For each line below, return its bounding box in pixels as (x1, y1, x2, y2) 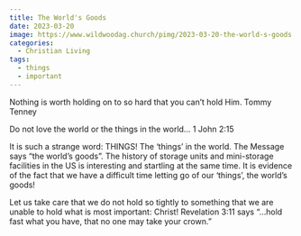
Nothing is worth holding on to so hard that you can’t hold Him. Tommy (9, 96, 272, 107)
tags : (9, 55, 30, 64)
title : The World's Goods (9, 13, 106, 23)
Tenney (9, 105, 38, 117)
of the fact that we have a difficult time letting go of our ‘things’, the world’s (9, 169, 288, 180)
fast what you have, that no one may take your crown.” (9, 215, 212, 226)
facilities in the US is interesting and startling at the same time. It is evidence (9, 159, 293, 171)
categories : (9, 38, 54, 48)
